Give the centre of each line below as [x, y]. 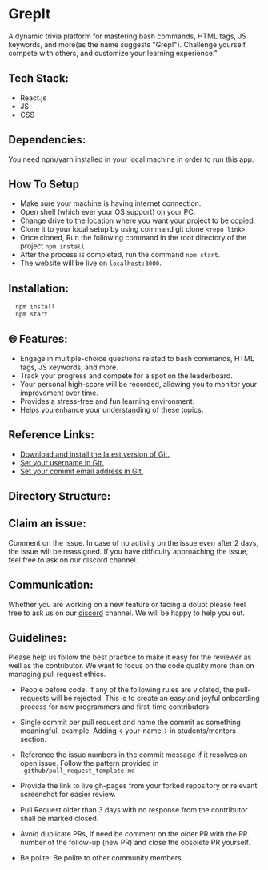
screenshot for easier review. [68, 795]
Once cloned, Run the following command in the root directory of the [133, 238]
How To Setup [44, 184]
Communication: [51, 585]
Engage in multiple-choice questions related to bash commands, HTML [137, 358]
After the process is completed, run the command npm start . [120, 255]
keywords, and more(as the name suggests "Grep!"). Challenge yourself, [128, 44]
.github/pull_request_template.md [77, 771]
